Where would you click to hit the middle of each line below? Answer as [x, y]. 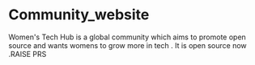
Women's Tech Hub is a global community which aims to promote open [127, 37]
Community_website [79, 15]
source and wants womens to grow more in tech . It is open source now [127, 45]
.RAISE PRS [28, 54]
